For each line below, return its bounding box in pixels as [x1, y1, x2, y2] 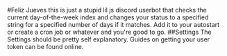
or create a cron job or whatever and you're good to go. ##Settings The [7, 28, 212, 36]
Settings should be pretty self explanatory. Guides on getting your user [7, 35, 210, 44]
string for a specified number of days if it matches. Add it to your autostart [7, 21, 220, 28]
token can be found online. [7, 43, 84, 50]
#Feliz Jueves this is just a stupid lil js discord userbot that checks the [7, 6, 207, 14]
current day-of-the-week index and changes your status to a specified [7, 13, 209, 21]
